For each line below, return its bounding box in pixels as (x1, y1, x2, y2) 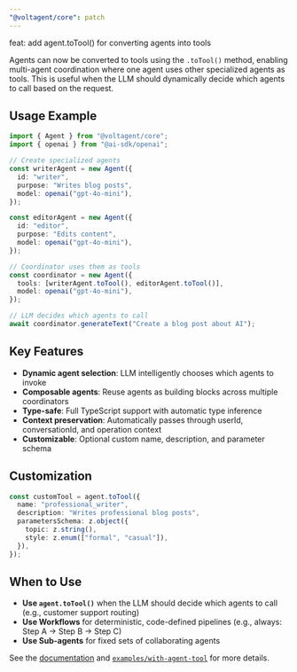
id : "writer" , (17, 172, 69, 182)
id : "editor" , (17, 222, 69, 231)
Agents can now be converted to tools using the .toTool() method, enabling (9, 54, 288, 65)
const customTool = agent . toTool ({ (9, 492, 141, 501)
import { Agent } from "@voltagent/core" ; (9, 132, 168, 141)
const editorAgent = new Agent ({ (9, 214, 133, 223)
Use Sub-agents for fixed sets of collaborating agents (21, 636, 221, 646)
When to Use (9, 574, 82, 590)
